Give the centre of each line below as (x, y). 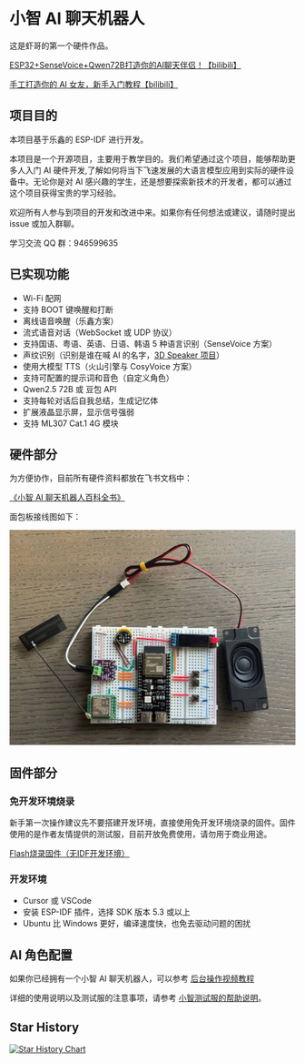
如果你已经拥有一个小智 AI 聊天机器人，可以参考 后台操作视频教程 (132, 978)
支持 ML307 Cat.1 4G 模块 (70, 423)
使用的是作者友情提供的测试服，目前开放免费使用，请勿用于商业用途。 (141, 835)
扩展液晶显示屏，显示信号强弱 (78, 411)
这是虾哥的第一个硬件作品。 (61, 46)
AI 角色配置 (41, 955)
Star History (44, 1027)
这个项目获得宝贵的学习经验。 (65, 193)
